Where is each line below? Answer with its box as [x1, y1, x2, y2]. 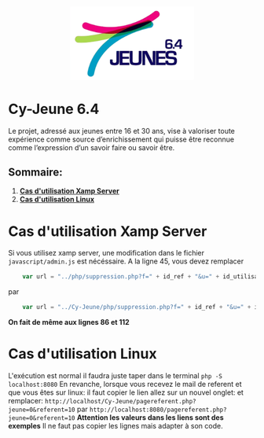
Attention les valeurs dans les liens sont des [76, 413, 224, 422]
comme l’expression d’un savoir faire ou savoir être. [8, 142, 175, 152]
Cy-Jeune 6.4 [8, 100, 100, 118]
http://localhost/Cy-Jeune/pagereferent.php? [44, 398, 196, 406]
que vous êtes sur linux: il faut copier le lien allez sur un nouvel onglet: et [8, 388, 244, 397]
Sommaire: [8, 166, 63, 179]
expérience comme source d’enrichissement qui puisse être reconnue [8, 134, 234, 144]
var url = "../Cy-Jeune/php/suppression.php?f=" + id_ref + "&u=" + [22, 304, 251, 311]
